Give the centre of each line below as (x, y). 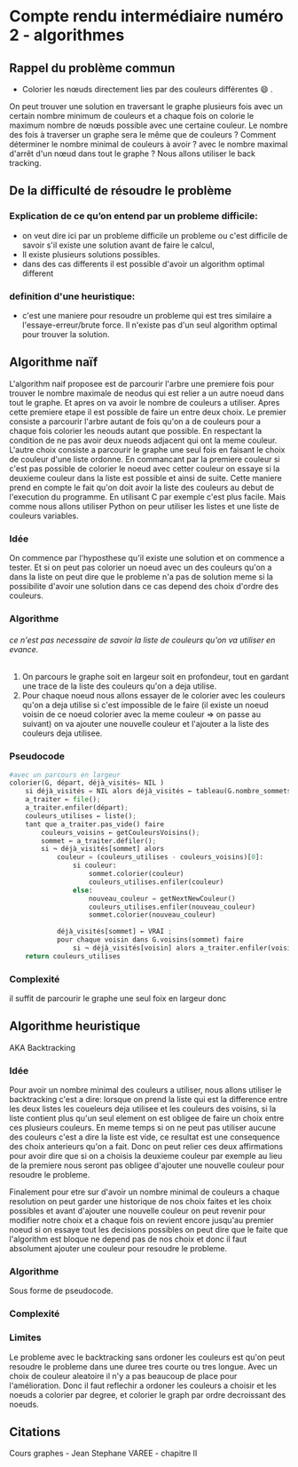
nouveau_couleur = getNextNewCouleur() (162, 898)
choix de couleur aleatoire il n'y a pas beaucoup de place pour (123, 1376)
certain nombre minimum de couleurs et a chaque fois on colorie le (132, 116)
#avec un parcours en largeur (65, 775)
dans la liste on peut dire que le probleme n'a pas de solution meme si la (141, 577)
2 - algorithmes (67, 35)
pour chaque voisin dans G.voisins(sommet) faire (150, 940)
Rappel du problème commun (92, 68)
